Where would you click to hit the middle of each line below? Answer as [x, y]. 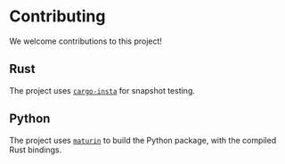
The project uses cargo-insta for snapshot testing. [102, 90]
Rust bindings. [36, 150]
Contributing [57, 16]
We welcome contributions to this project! [86, 41]
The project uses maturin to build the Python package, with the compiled [143, 140]
